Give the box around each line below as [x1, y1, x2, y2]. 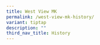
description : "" [6, 25, 46, 31]
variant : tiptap [6, 19, 46, 25]
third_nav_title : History [6, 30, 70, 36]
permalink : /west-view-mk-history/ [6, 14, 95, 20]
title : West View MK [6, 8, 58, 15]
